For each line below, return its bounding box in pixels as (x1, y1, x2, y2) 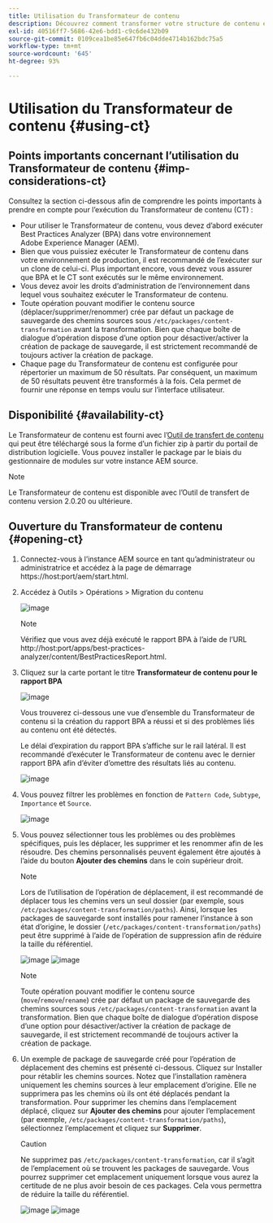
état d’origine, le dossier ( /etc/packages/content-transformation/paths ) (19, 921, 262, 932)
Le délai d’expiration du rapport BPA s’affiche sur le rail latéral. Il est (19, 740, 246, 750)
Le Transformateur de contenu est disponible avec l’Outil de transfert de (8, 487, 250, 497)
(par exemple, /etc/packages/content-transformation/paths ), (19, 1114, 227, 1124)
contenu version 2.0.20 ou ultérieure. (8, 496, 132, 505)
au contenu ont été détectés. (19, 725, 117, 735)
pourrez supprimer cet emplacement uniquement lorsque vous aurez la (19, 1172, 258, 1182)
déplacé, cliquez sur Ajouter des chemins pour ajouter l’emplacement (19, 1106, 256, 1116)
